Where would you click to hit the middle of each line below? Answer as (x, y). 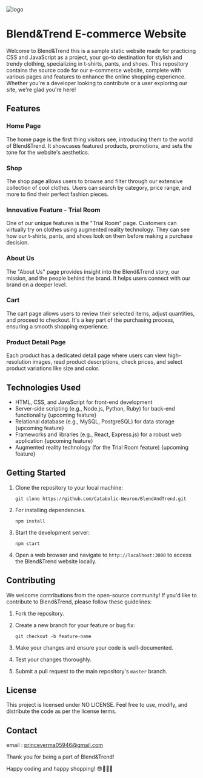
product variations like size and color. (53, 369)
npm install (30, 521)
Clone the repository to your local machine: (69, 487)
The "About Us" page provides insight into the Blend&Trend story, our (93, 271)
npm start (28, 544)
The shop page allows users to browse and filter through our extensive (95, 181)
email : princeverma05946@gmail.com (55, 745)
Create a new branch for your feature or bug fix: (75, 625)
